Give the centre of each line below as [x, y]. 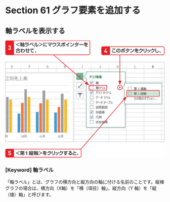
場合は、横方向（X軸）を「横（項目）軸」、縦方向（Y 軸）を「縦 [90, 188]
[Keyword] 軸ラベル [30, 170]
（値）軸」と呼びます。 [30, 194]
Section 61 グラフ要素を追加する [73, 10]
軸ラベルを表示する [35, 31]
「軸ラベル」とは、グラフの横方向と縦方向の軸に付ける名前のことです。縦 [83, 182]
